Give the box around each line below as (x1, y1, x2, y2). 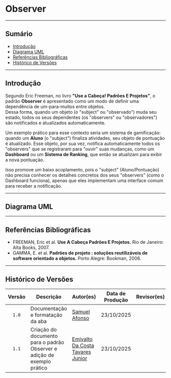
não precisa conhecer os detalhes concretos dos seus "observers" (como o (5, 172, 164, 178)
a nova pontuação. (5, 157, 45, 163)
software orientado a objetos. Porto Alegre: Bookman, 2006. (12, 256, 141, 262)
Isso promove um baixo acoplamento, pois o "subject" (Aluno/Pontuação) (5, 166, 159, 172)
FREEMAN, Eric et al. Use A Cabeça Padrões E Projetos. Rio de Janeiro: (12, 239, 164, 245)
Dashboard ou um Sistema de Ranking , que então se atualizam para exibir (5, 151, 162, 157)
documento (30, 333, 58, 339)
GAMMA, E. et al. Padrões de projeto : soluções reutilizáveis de (12, 250, 148, 256)
